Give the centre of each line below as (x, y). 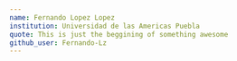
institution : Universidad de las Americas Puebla (105, 26)
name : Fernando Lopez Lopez (62, 17)
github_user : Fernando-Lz (58, 43)
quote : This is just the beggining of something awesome (119, 34)
